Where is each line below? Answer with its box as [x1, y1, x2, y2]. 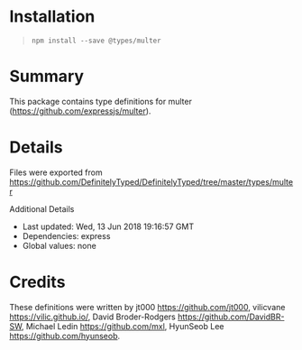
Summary [9, 66, 84, 87]
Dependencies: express [22, 230, 111, 241]
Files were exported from [9, 167, 103, 178]
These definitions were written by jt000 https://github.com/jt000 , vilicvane [9, 301, 286, 312]
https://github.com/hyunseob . [9, 330, 120, 341]
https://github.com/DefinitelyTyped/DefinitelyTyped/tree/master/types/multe [9, 176, 294, 187]
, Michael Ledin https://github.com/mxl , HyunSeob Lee [21, 320, 224, 331]
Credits [9, 272, 66, 292]
